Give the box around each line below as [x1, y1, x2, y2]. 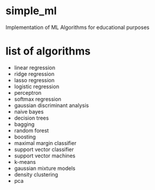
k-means [14, 158, 36, 165]
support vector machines [14, 152, 76, 159]
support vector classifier [14, 146, 75, 153]
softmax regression [14, 95, 62, 102]
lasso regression [14, 76, 54, 83]
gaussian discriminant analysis [14, 102, 89, 109]
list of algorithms [5, 44, 91, 58]
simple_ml [5, 4, 57, 18]
